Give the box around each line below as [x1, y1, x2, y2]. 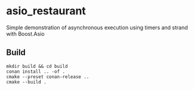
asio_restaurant [6, 4, 87, 18]
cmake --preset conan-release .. [6, 73, 90, 80]
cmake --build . [6, 79, 47, 85]
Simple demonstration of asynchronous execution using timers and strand [6, 24, 188, 31]
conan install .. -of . [6, 69, 66, 75]
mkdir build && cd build [6, 63, 68, 69]
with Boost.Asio [6, 30, 45, 37]
